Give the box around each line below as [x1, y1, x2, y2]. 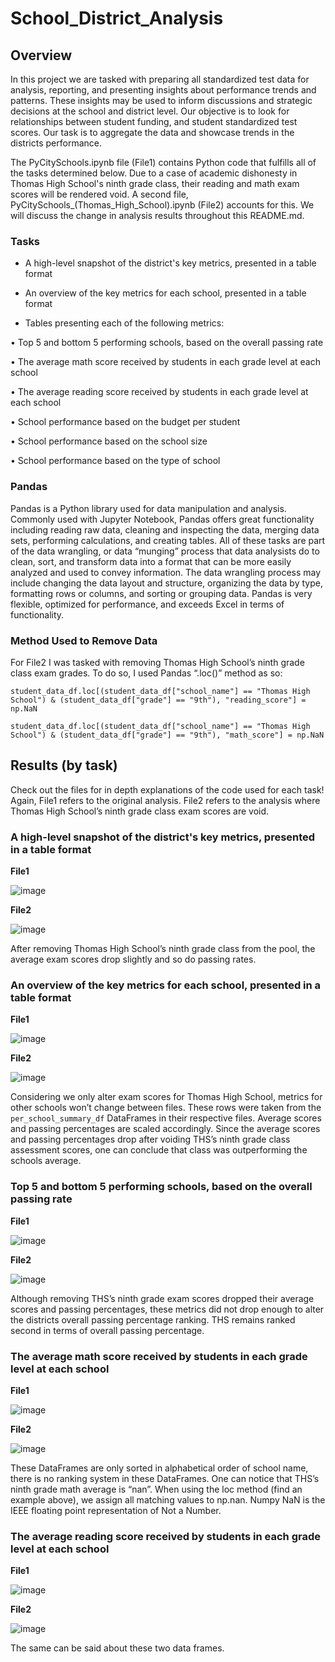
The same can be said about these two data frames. [10, 1642, 225, 1654]
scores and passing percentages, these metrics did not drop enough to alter [10, 1303, 325, 1315]
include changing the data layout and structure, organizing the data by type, [10, 577, 323, 589]
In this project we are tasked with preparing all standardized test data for [10, 73, 310, 85]
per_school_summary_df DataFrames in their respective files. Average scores [10, 1112, 322, 1124]
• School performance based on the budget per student [10, 416, 241, 428]
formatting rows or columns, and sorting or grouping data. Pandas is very [10, 587, 313, 599]
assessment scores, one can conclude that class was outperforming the [10, 1144, 308, 1156]
